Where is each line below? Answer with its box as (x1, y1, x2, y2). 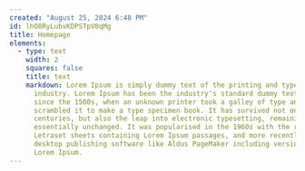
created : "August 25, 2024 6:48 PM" (9, 13, 148, 23)
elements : (9, 38, 47, 48)
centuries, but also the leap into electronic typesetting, (33, 114, 266, 123)
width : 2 (25, 55, 59, 64)
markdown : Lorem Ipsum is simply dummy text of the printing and (25, 81, 279, 90)
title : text (25, 72, 71, 81)
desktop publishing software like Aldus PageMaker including (33, 139, 271, 148)
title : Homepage (9, 30, 71, 39)
